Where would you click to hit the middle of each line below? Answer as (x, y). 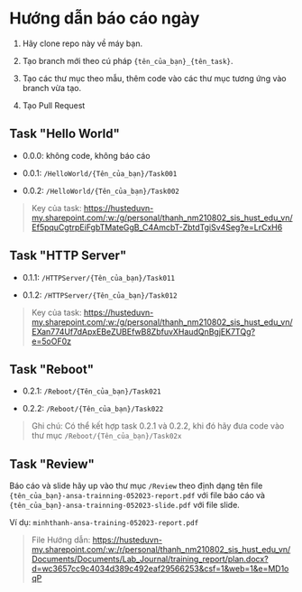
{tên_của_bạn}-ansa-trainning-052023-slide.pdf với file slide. (125, 505)
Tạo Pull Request (54, 105)
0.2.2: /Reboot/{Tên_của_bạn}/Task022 (93, 409)
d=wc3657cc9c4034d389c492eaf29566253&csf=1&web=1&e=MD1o (160, 569)
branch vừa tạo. (52, 88)
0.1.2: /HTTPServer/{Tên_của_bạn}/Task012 (100, 295)
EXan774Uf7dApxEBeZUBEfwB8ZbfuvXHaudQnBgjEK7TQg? (143, 331)
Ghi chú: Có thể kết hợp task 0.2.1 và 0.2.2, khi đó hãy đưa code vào (158, 426)
